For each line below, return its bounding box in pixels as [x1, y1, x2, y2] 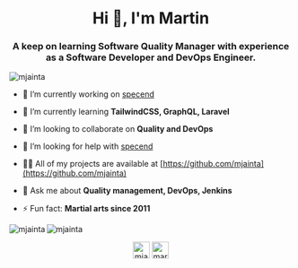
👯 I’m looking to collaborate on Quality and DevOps [22, 124, 214, 134]
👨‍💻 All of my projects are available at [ [22, 159, 163, 169]
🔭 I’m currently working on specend [22, 89, 155, 99]
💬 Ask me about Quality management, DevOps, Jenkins [22, 186, 232, 196]
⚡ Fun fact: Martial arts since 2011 [22, 203, 151, 214]
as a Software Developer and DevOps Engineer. [45, 51, 257, 64]
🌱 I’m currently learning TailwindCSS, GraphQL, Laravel [22, 107, 231, 117]
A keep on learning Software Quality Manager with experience [12, 40, 290, 53]
